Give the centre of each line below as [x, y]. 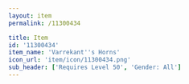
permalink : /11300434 [45, 23]
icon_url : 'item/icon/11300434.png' [70, 60]
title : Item [28, 38]
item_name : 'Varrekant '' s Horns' [64, 53]
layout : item [30, 16]
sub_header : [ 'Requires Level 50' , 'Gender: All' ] [95, 68]
